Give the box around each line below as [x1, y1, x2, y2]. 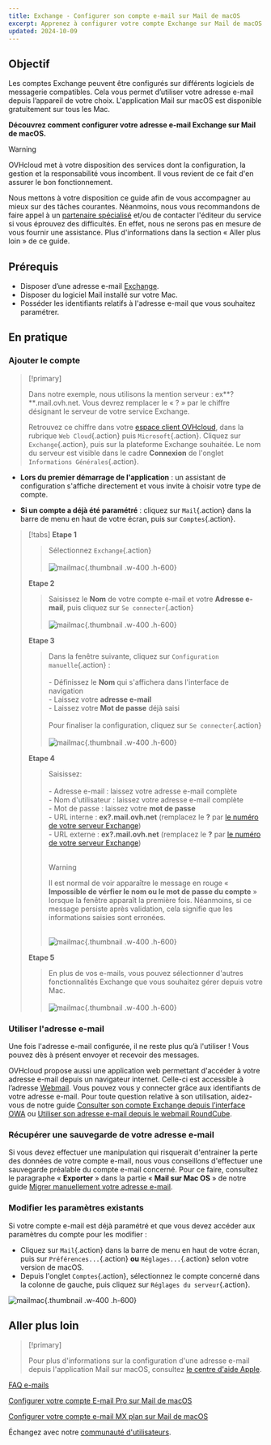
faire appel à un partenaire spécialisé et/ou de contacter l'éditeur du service [8, 210, 262, 220]
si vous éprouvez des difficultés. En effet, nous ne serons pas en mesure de [8, 219, 261, 229]
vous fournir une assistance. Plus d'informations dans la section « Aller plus [8, 228, 261, 238]
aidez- [230, 1091, 252, 1101]
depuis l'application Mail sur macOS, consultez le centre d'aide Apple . [28, 1365, 262, 1374]
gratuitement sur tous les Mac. [8, 105, 111, 114]
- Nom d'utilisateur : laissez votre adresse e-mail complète [48, 794, 244, 804]
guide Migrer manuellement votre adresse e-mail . [8, 1182, 173, 1192]
